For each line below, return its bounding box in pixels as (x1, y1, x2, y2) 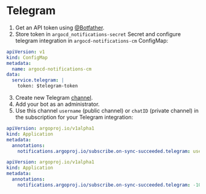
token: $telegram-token (17, 83, 78, 89)
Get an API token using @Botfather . (15, 24, 105, 31)
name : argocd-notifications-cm (12, 65, 92, 72)
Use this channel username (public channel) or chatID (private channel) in (15, 107, 199, 114)
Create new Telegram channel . (15, 94, 93, 102)
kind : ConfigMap (6, 54, 48, 61)
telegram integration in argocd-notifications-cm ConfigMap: (15, 37, 169, 44)
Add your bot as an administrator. (15, 100, 100, 108)
